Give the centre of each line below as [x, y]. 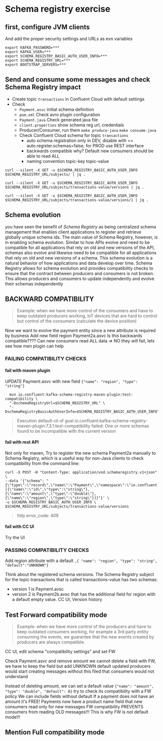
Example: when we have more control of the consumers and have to [85, 311]
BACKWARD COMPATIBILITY [50, 299]
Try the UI [15, 537]
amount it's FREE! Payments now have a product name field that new [74, 701]
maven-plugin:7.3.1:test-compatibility [54, 426]
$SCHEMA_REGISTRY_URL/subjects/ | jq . [45, 174]
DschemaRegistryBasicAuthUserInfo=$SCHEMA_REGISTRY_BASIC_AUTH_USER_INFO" [82, 411]
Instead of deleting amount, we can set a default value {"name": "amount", [80, 686]
